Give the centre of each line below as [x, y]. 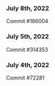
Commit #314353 [27, 49]
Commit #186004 [27, 21]
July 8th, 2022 [27, 8]
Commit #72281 [25, 78]
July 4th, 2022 [28, 65]
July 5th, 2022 [27, 37]
